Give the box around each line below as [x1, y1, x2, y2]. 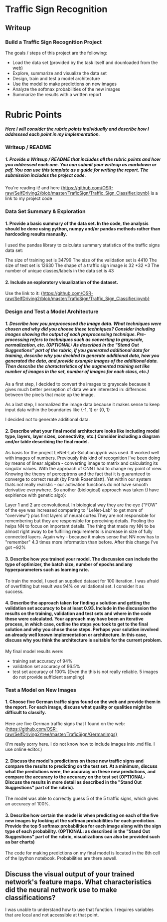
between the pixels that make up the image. [5, 392, 95, 398]
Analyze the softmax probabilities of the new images [12, 86, 121, 92]
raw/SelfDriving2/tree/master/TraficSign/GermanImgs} [5, 731, 118, 737]
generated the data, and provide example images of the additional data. [5, 358, 158, 364]
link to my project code [5, 195, 52, 201]
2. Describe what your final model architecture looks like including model [5, 428, 160, 434]
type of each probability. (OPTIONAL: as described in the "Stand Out [5, 828, 151, 834]
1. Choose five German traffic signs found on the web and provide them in [5, 699, 161, 705]
